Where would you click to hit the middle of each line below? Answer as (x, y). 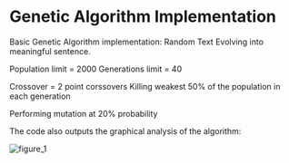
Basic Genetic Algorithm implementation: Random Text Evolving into (137, 42)
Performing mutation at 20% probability (84, 113)
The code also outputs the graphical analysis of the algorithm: (125, 131)
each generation (40, 96)
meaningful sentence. (50, 51)
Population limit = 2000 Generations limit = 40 (96, 69)
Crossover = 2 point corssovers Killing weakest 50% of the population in (145, 86)
